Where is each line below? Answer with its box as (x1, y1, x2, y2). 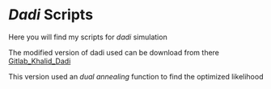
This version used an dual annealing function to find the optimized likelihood (8, 71, 264, 81)
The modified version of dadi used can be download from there (8, 47, 220, 57)
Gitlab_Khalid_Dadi (8, 56, 71, 66)
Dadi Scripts (8, 6, 94, 24)
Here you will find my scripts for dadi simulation (8, 32, 167, 42)
